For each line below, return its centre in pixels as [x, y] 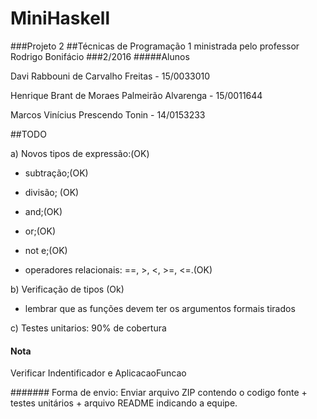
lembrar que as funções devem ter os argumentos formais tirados [160, 308]
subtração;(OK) [56, 173]
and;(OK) [43, 211]
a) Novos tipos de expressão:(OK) [80, 153]
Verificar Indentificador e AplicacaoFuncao [98, 373]
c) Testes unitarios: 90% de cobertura [88, 328]
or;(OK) [40, 231]
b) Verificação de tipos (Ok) [67, 289]
